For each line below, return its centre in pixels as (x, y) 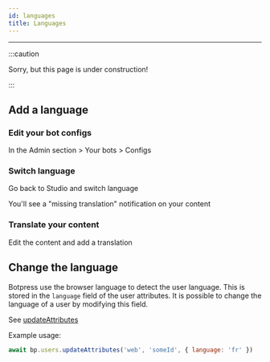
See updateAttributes (43, 319)
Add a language (49, 110)
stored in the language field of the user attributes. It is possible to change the (135, 295)
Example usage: (35, 335)
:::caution (24, 54)
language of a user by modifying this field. (78, 304)
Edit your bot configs (50, 132)
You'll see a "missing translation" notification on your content (110, 204)
